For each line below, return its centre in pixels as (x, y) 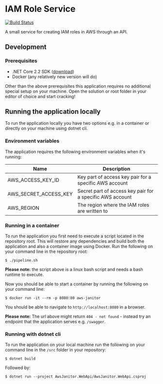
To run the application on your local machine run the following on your (75, 345)
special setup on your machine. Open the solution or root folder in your (76, 91)
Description (116, 168)
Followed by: (18, 368)
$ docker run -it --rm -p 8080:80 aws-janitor (53, 298)
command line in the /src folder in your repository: (56, 350)
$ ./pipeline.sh (21, 261)
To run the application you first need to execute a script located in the (74, 236)
